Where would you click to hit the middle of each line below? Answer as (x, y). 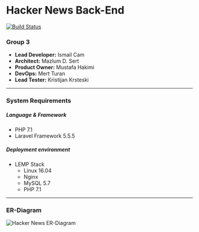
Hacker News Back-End (65, 10)
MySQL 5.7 (37, 183)
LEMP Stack (29, 164)
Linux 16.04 (38, 171)
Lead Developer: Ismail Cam (49, 55)
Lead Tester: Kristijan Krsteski (52, 80)
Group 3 (18, 42)
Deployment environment (38, 149)
